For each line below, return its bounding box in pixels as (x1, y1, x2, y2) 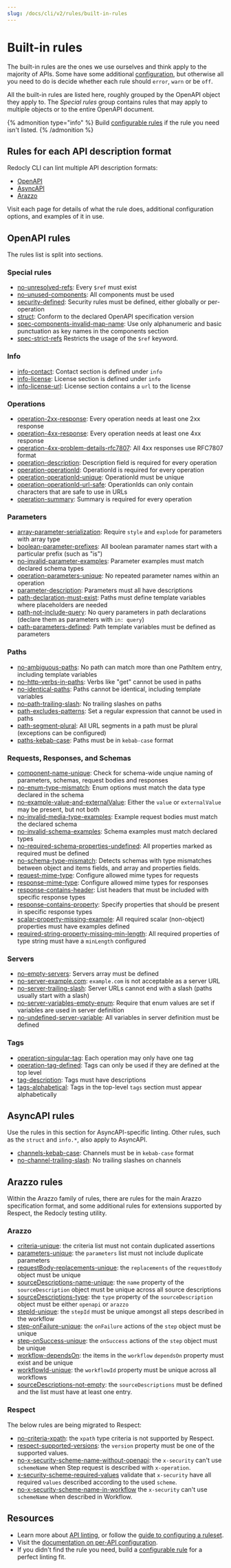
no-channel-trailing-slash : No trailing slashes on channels (16, 1156, 181, 1164)
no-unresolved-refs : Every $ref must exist (16, 283, 137, 292)
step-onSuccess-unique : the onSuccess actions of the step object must (16, 1337, 218, 1345)
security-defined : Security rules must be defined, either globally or (16, 298, 207, 306)
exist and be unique (16, 1359, 74, 1367)
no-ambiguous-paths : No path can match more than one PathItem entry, (16, 663, 223, 671)
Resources (7, 1512, 54, 1524)
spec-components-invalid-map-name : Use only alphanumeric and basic (16, 320, 222, 328)
